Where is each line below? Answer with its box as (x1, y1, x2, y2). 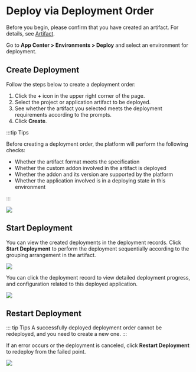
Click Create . (14, 117, 47, 124)
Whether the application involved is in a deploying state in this (14, 177, 166, 184)
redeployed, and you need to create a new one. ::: (6, 331, 128, 338)
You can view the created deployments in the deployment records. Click (6, 239, 181, 246)
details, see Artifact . (6, 30, 55, 37)
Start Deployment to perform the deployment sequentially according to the (6, 245, 190, 252)
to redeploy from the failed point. (6, 348, 86, 355)
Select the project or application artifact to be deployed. (14, 98, 151, 105)
